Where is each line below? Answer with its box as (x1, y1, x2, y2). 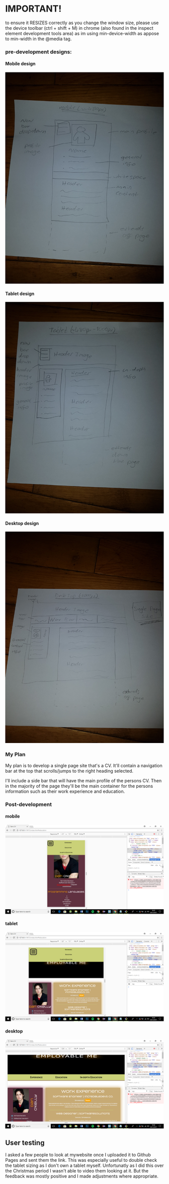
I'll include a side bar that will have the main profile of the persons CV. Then (5, 777, 162, 783)
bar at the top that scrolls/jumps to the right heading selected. (5, 768, 133, 774)
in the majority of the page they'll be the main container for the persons (5, 783, 153, 789)
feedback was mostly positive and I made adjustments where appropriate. (5, 1173, 158, 1179)
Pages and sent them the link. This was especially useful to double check (5, 1157, 157, 1163)
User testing (5, 1138, 45, 1147)
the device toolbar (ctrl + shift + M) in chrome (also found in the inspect (5, 25, 153, 31)
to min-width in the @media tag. (5, 36, 72, 42)
